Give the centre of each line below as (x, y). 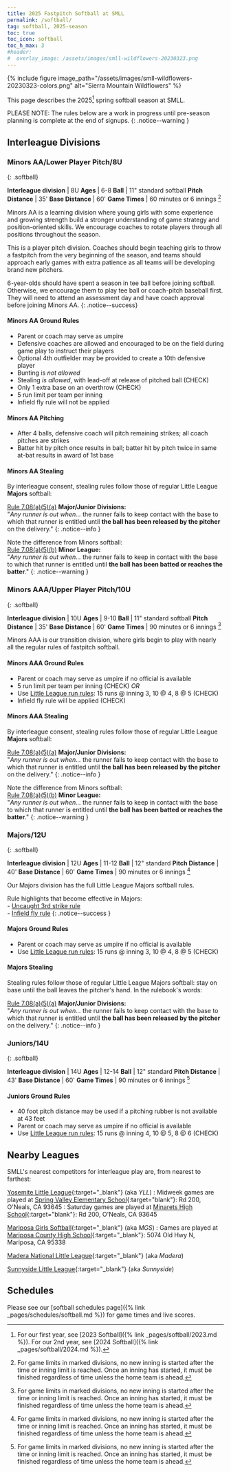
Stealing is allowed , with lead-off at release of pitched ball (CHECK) (113, 380)
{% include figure (32, 78)
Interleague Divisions (54, 142)
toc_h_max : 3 (26, 46)
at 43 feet (31, 1119)
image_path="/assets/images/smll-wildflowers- (125, 78)
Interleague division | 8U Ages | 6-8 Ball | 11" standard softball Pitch (105, 190)
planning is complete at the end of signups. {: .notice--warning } (98, 121)
